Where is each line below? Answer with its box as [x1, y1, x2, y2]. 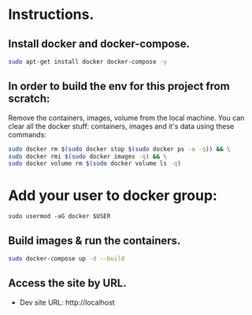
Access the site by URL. [8, 276, 128, 290]
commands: [8, 129, 47, 139]
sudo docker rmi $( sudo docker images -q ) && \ [8, 152, 168, 160]
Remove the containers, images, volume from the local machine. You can [8, 113, 245, 122]
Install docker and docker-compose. [8, 37, 191, 51]
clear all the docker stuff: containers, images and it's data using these [8, 121, 235, 131]
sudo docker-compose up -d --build [8, 255, 125, 263]
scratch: [8, 92, 50, 106]
